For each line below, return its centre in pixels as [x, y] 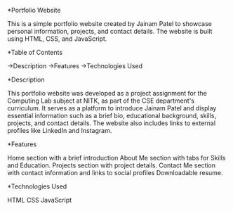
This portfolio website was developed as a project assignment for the [107, 93]
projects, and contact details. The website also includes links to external [112, 123]
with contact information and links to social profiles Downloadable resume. [115, 173]
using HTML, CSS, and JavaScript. [57, 39]
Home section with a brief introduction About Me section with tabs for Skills [116, 158]
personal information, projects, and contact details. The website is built [110, 31]
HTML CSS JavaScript [40, 200]
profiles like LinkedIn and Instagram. [60, 130]
